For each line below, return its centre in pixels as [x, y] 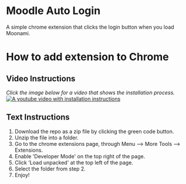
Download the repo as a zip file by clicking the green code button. [94, 131]
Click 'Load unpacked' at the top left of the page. [74, 162]
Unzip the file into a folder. [47, 137]
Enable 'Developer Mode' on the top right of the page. [80, 156]
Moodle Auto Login [53, 11]
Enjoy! [22, 175]
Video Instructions [41, 78]
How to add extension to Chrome [87, 57]
